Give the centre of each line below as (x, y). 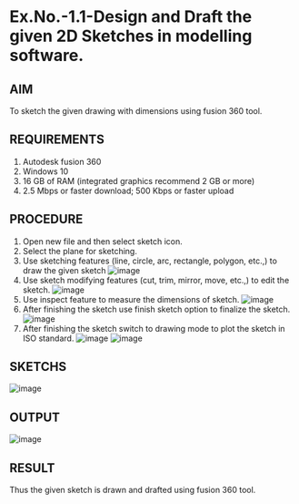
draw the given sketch (64, 270)
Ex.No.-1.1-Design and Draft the (131, 17)
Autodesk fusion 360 (62, 161)
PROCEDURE (46, 219)
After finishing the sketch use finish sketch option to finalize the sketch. (156, 309)
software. (47, 56)
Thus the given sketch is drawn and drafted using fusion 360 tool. (133, 490)
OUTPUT (35, 417)
